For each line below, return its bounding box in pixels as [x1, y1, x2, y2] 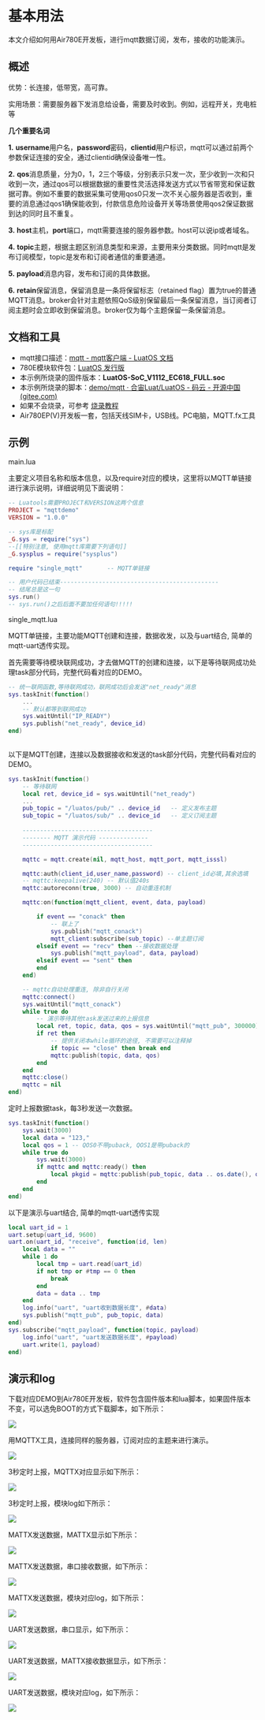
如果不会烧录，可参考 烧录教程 [19, 400, 119, 410]
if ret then [36, 1029, 77, 1037]
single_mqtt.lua [8, 614, 58, 624]
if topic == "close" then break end [50, 1044, 171, 1052]
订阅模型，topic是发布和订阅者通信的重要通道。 [14, 251, 170, 261]
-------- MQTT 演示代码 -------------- [22, 833, 148, 842]
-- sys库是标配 [8, 528, 54, 536]
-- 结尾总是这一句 [8, 586, 61, 594]
